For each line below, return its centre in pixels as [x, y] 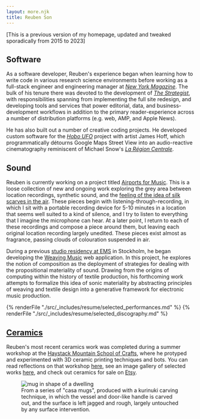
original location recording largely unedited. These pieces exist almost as [96, 233]
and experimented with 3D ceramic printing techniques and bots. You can [97, 359]
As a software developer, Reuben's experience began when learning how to [100, 74]
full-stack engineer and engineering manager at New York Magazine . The [97, 87]
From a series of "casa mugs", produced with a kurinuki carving [100, 390]
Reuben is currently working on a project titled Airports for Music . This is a [98, 183]
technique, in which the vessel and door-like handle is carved [97, 396]
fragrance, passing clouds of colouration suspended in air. [78, 239]
